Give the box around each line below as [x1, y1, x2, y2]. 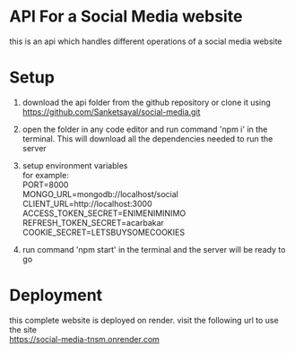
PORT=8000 [22, 179, 69, 190]
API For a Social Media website [9, 6, 243, 27]
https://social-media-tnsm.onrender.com [9, 333, 160, 344]
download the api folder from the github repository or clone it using [22, 97, 271, 108]
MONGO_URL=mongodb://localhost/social [22, 188, 179, 199]
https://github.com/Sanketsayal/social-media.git [22, 106, 201, 117]
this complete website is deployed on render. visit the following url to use [9, 314, 280, 325]
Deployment [9, 285, 103, 306]
